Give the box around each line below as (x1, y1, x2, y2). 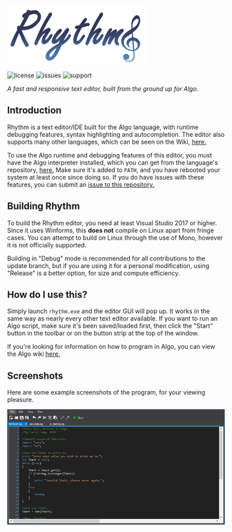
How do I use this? (7, 289, 88, 301)
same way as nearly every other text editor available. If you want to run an (7, 314, 218, 323)
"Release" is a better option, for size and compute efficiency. (7, 269, 180, 277)
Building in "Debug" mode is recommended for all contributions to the (7, 254, 206, 263)
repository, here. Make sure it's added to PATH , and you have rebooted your (7, 165, 221, 174)
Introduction (7, 104, 62, 116)
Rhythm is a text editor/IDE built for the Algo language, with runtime (7, 123, 199, 131)
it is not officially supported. (7, 240, 87, 249)
